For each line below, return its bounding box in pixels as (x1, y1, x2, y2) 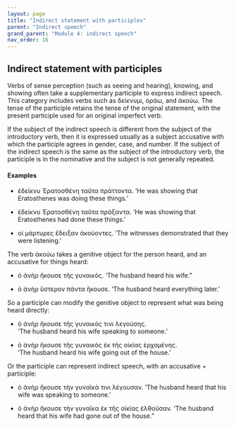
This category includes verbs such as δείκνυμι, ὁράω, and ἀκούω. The (7, 96, 213, 104)
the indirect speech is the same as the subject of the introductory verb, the (7, 147, 225, 156)
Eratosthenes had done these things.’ (17, 216, 126, 224)
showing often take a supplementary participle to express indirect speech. (7, 89, 223, 97)
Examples (7, 171, 37, 180)
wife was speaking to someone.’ (17, 390, 111, 399)
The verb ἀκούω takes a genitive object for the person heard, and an (7, 250, 207, 259)
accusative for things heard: (7, 258, 89, 266)
